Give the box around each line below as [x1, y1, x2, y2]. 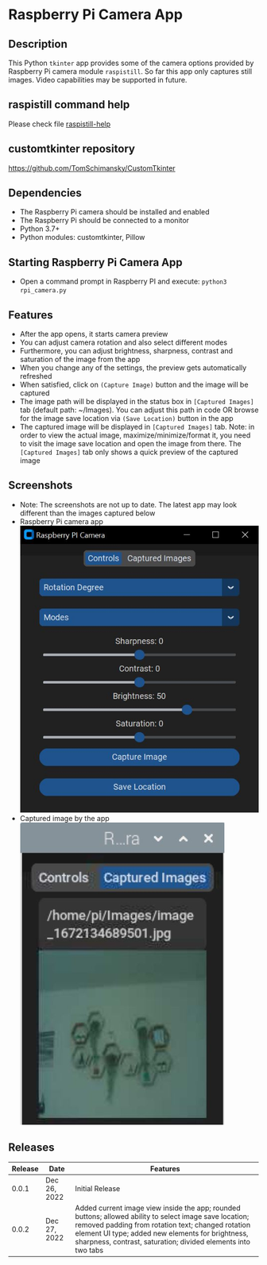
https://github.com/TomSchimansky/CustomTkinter [8, 163, 176, 172]
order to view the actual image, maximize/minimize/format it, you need [19, 430, 251, 440]
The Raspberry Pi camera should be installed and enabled [19, 207, 210, 217]
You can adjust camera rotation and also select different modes [19, 337, 228, 347]
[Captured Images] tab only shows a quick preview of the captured [19, 447, 238, 457]
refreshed [19, 372, 52, 381]
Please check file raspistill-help [8, 119, 111, 129]
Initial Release [75, 1183, 121, 1193]
